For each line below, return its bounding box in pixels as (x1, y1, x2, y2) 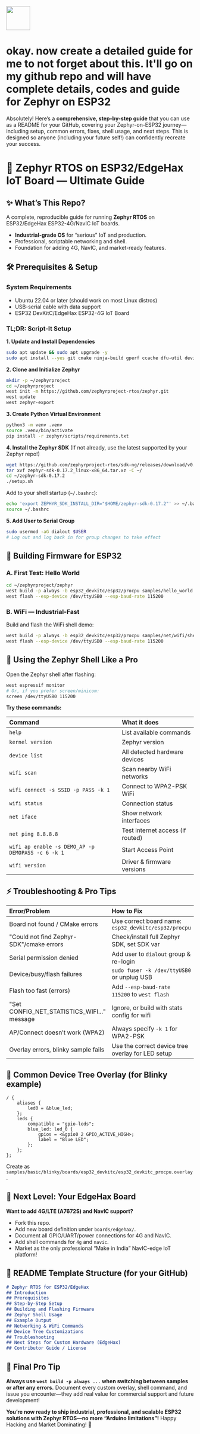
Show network (121, 809, 162, 818)
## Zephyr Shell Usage (6, 1312, 62, 1318)
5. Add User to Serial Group (6, 517, 75, 524)
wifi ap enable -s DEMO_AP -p (9, 843, 95, 851)
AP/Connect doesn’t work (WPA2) (9, 1028, 105, 1036)
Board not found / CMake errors (9, 920, 98, 928)
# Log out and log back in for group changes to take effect (6, 534, 161, 540)
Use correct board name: (111, 917, 182, 925)
